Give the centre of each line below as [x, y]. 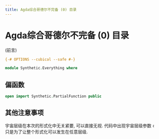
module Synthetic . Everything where [41, 68]
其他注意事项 [24, 113]
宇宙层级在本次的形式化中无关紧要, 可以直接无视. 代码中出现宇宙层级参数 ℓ [80, 125]
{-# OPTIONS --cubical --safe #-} [40, 59]
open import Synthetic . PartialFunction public [53, 96]
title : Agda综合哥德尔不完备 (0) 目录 [41, 10]
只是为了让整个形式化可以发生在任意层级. [46, 132]
